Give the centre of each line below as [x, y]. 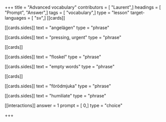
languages [16, 18]
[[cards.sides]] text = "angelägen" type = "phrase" [57, 28]
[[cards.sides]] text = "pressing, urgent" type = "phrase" [63, 37]
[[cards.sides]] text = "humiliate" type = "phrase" [55, 96]
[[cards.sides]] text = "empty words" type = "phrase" [60, 67]
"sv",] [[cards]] [50, 18]
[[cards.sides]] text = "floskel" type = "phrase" [53, 57]
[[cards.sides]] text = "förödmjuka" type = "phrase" [58, 86]
